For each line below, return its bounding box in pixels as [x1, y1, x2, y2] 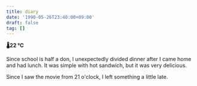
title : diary [6, 8, 39, 15]
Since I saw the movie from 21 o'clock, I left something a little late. [6, 74, 168, 81]
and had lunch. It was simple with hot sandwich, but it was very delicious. [6, 62, 187, 69]
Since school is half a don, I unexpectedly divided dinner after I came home [6, 56, 192, 63]
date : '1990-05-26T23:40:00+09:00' [6, 14, 95, 20]
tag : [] [6, 25, 26, 31]
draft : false [6, 20, 39, 26]
